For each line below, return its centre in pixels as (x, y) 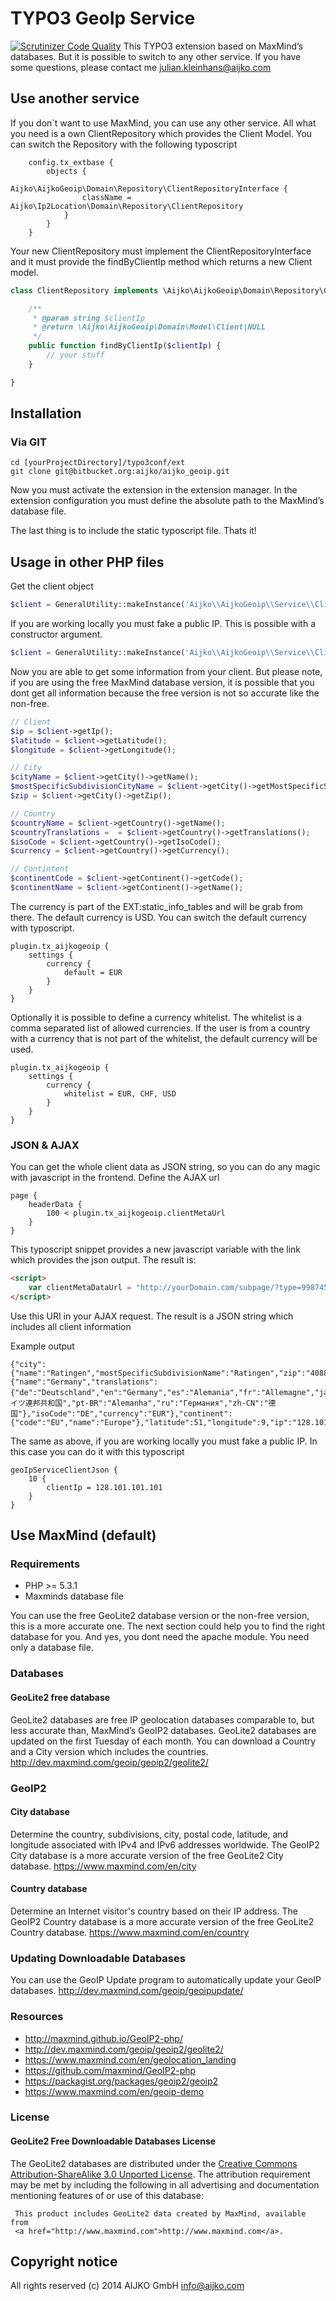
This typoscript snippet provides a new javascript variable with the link (156, 1249)
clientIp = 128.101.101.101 (104, 1487)
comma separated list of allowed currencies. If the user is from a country (160, 1028)
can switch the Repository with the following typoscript (124, 144)
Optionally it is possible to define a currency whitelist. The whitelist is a (156, 1017)
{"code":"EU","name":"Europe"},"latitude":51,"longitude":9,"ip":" (154, 1422)
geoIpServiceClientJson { (64, 1470)
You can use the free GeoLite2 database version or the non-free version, (160, 1616)
